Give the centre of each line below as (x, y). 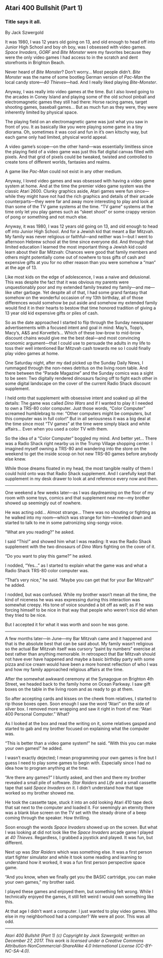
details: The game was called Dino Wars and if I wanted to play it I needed (79, 403)
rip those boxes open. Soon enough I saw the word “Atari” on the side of (77, 704)
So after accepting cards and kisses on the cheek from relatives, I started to (81, 698)
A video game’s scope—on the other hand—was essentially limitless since (79, 146)
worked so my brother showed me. (40, 793)
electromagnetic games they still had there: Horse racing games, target (76, 102)
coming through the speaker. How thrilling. (48, 818)
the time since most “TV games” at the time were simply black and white (78, 424)
